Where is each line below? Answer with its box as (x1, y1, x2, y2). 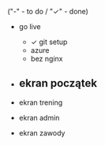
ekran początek (18, 76, 98, 90)
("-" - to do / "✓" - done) (7, 7, 88, 16)
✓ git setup (30, 37, 68, 46)
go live (18, 22, 41, 31)
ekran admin (18, 113, 60, 122)
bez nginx (30, 54, 63, 63)
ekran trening (18, 98, 63, 107)
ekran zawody (18, 128, 66, 137)
